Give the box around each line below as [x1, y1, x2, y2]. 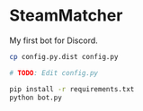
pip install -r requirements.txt [9, 84, 135, 94]
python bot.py [9, 93, 63, 102]
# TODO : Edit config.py [9, 68, 99, 77]
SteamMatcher [9, 5, 123, 26]
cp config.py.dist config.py [9, 52, 119, 61]
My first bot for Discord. [9, 35, 99, 46]
